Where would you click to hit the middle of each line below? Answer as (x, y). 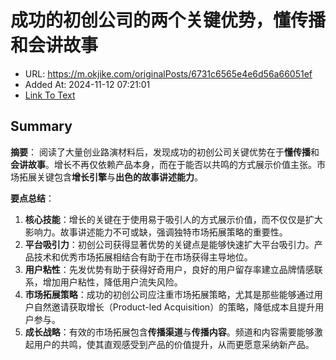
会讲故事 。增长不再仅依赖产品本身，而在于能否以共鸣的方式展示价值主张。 (163, 164)
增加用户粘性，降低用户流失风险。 (112, 282)
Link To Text (50, 95)
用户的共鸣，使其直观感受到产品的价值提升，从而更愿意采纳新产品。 (174, 344)
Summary (41, 126)
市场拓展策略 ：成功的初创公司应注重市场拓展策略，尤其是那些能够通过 (169, 294)
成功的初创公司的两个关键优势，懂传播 (168, 20)
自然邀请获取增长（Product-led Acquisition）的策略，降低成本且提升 (174, 307)
